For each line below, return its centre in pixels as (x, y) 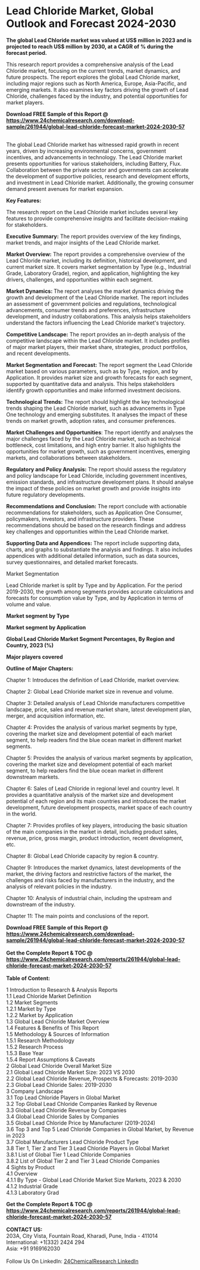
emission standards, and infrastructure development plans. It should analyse (100, 482)
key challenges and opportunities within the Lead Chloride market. (87, 532)
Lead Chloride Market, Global (80, 11)
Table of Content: (28, 978)
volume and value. (29, 604)
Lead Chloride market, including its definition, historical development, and (97, 260)
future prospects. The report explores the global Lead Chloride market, (93, 77)
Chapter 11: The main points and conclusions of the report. (78, 916)
